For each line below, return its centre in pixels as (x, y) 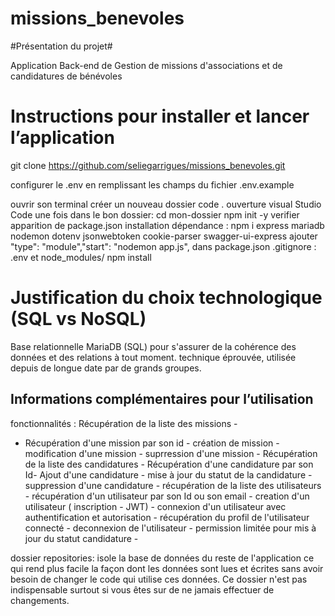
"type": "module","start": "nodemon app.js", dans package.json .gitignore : (163, 246)
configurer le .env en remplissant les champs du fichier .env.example (152, 184)
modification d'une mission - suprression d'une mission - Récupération (171, 453)
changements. (40, 600)
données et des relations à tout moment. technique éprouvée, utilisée (153, 357)
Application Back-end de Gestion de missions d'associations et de (146, 65)
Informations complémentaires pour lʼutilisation (162, 399)
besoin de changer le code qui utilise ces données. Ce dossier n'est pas (159, 579)
